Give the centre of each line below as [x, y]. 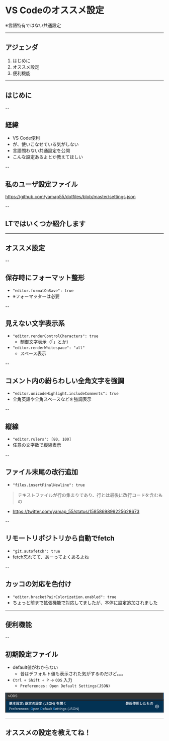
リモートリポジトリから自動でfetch [60, 538]
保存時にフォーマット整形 [45, 278]
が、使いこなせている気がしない [46, 144]
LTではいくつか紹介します [45, 223]
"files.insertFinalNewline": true [49, 485]
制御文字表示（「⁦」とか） [46, 342]
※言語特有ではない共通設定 [33, 25]
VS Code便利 [26, 138]
